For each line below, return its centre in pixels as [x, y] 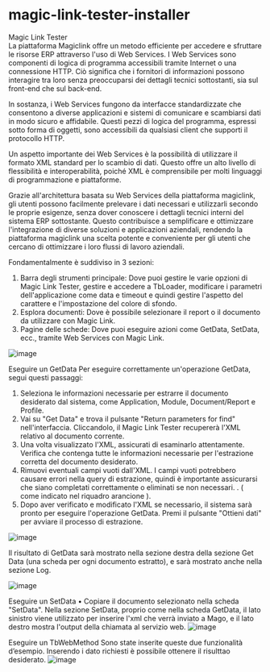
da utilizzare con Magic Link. [67, 321]
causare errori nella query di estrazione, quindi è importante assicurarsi [139, 479]
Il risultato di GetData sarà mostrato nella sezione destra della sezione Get [131, 553]
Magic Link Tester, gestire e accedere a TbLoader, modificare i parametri [141, 286]
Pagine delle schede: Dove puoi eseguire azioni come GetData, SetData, [140, 329]
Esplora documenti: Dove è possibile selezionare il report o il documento [140, 312]
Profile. [32, 410]
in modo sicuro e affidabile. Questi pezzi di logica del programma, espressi [132, 121]
